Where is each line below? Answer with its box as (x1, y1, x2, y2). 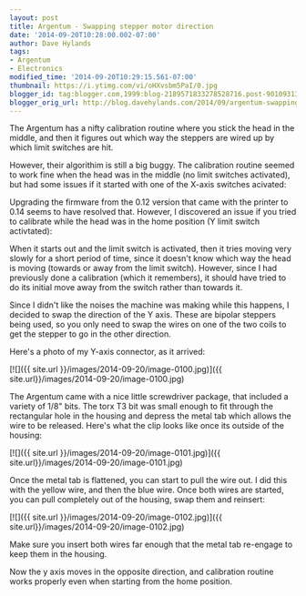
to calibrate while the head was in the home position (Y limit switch (9, 216, 260, 227)
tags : (9, 47, 30, 56)
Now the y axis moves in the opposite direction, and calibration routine (9, 566, 274, 578)
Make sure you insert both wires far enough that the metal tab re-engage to (9, 539, 293, 551)
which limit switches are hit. (9, 142, 114, 153)
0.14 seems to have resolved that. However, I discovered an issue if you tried (9, 207, 297, 217)
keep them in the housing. (9, 549, 107, 560)
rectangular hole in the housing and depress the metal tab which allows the (9, 410, 291, 421)
